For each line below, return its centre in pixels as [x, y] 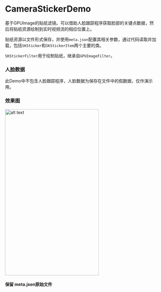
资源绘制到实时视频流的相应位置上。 [58, 29]
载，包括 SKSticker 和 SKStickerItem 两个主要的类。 [55, 45]
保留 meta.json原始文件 [29, 284]
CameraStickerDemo [48, 9]
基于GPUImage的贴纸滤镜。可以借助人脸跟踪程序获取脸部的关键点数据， [77, 23]
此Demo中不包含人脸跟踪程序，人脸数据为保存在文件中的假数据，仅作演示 [79, 81]
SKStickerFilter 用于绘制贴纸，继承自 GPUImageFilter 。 [60, 56]
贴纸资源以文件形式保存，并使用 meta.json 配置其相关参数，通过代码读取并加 [81, 39]
